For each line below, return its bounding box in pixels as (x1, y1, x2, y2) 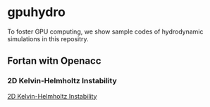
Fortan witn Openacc (7, 55, 101, 67)
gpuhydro (7, 4, 66, 20)
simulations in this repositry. (7, 34, 89, 43)
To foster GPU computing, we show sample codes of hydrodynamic (7, 27, 204, 36)
